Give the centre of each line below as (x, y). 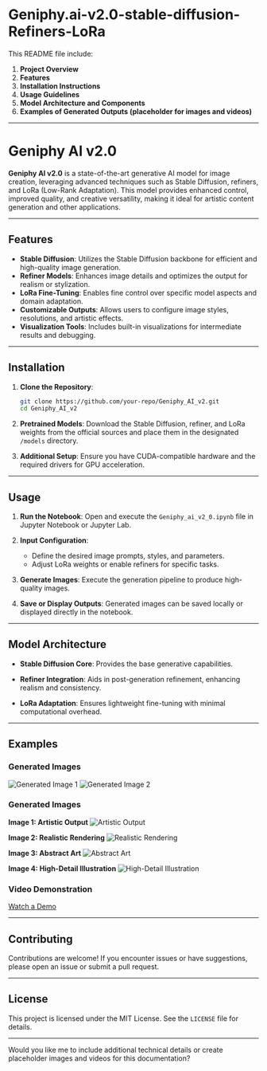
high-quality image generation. (70, 267)
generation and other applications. (64, 207)
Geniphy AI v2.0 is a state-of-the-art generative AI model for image (119, 173)
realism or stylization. (55, 284)
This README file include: (51, 53)
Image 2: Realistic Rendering (57, 838)
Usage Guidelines (50, 94)
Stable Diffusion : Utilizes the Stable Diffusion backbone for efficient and (138, 259)
